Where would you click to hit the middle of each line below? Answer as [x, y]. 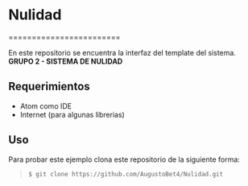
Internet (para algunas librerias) [72, 114]
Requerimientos [49, 87]
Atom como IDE [46, 105]
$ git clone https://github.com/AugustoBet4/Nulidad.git [126, 174]
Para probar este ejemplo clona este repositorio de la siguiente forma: [124, 159]
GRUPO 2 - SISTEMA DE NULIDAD [66, 61]
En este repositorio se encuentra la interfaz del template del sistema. [122, 52]
